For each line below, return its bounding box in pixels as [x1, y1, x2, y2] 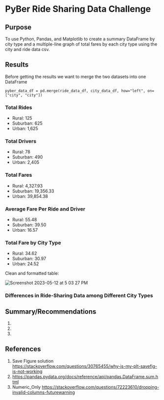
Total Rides [5, 104, 32, 111]
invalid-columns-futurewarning [12, 389, 75, 395]
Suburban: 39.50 [12, 222, 47, 228]
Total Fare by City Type [5, 239, 61, 246]
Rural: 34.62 [12, 250, 37, 256]
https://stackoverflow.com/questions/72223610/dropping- [41, 384, 159, 390]
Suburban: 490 [12, 154, 43, 160]
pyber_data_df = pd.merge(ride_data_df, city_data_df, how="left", [5, 88, 146, 93]
